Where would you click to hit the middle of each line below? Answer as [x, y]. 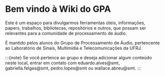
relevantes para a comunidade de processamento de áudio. [66, 33]
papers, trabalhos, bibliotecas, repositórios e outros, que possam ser [76, 28]
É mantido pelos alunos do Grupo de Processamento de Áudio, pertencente [82, 42]
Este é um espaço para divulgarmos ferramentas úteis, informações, [75, 23]
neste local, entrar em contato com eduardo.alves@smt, [63, 63]
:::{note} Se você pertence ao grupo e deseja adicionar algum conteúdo [79, 57]
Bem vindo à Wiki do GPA [58, 9]
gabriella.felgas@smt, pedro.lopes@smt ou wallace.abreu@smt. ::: [73, 68]
